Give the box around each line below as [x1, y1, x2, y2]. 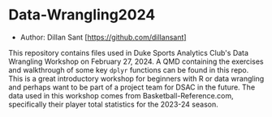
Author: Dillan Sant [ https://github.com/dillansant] [19, 32, 187, 42]
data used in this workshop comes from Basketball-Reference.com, [8, 90, 234, 100]
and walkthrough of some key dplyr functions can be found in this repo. [8, 65, 249, 74]
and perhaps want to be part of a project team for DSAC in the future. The [8, 82, 256, 92]
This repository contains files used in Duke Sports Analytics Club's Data [8, 48, 249, 57]
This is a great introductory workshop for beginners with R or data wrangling [8, 73, 265, 83]
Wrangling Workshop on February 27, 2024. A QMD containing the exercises [8, 56, 264, 66]
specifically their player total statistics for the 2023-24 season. [8, 99, 218, 109]
